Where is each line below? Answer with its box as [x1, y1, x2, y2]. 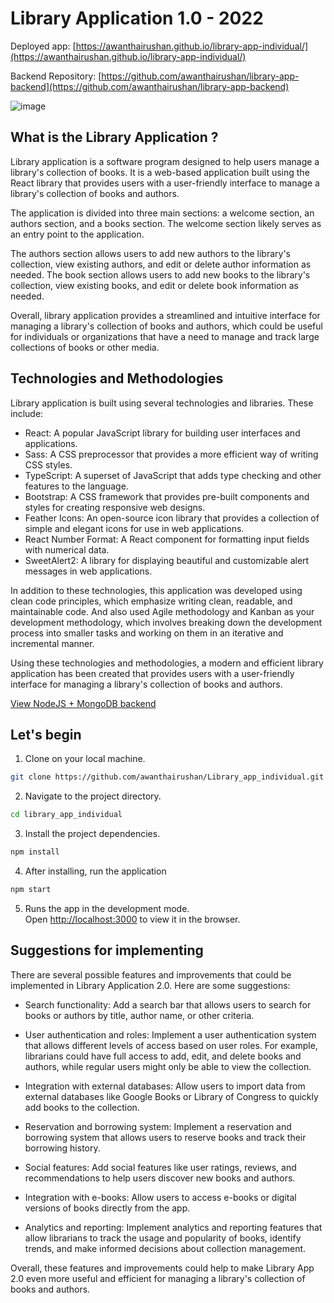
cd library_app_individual [10, 810, 123, 820]
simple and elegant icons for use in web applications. [24, 522, 245, 534]
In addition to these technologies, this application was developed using [10, 584, 303, 596]
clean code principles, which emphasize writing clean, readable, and [10, 595, 293, 607]
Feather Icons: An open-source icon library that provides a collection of [24, 512, 320, 524]
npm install [10, 847, 60, 857]
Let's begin [10, 726, 82, 743]
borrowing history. [24, 1142, 101, 1154]
